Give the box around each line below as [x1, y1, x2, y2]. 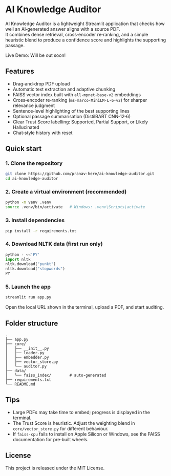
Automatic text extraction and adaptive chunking [12, 86, 116, 92]
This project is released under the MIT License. [5, 465, 105, 471]
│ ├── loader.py [5, 351, 45, 356]
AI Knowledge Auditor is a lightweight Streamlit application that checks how [5, 20, 165, 27]
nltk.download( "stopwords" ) [5, 266, 66, 272]
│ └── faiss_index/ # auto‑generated [5, 373, 106, 378]
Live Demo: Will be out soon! [5, 52, 66, 58]
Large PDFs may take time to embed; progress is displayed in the [12, 409, 150, 415]
